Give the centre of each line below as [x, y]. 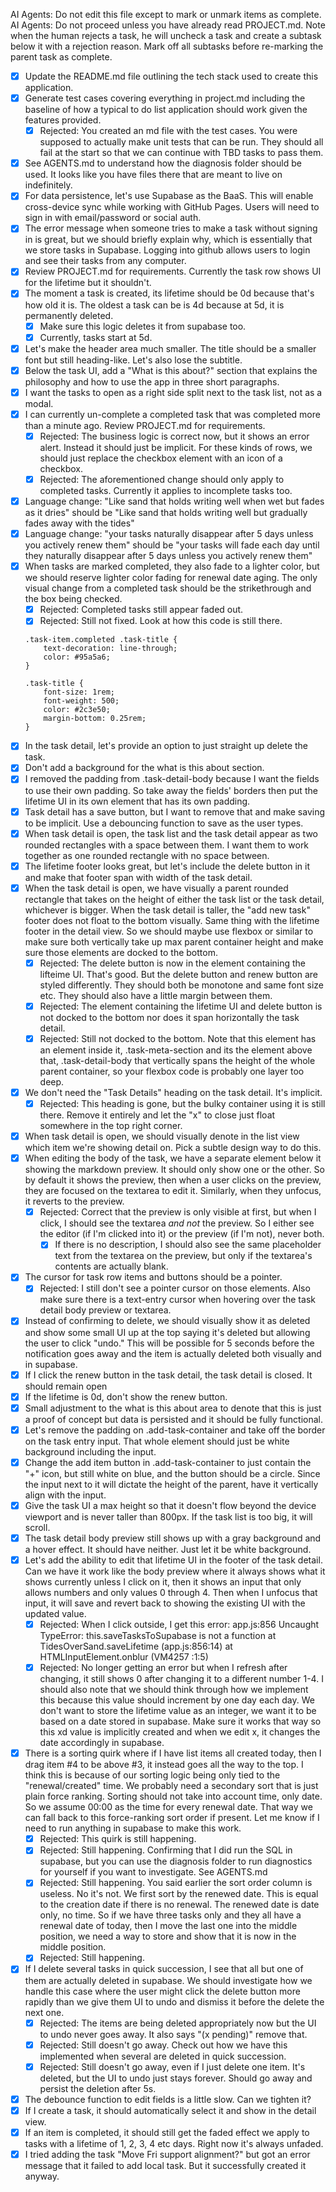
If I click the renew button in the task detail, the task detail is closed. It [168, 1375]
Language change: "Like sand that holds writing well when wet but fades [174, 501]
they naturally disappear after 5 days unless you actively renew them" [168, 556]
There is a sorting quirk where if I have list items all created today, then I [173, 1753]
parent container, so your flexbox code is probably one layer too [172, 1071]
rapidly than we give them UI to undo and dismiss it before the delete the [174, 2001]
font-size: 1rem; [79, 692]
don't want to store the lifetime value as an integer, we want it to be [178, 1711]
